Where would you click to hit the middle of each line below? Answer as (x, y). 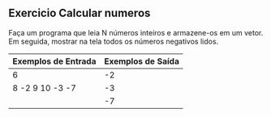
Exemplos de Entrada (54, 61)
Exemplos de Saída (142, 61)
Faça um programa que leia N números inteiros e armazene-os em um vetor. (136, 32)
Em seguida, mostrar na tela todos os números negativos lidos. (114, 41)
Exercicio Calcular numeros (80, 13)
